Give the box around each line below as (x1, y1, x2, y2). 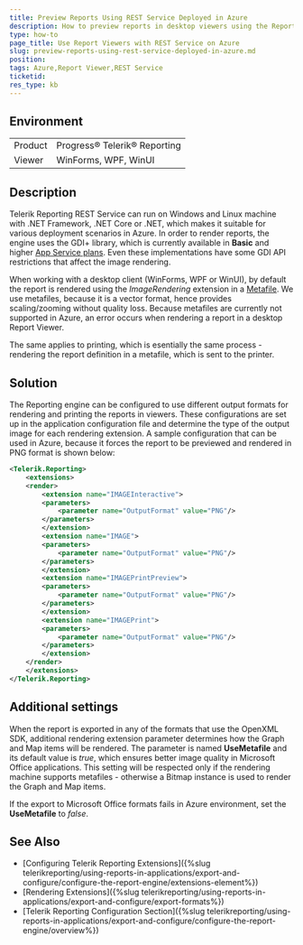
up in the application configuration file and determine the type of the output (9, 419, 290, 430)
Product (14, 139, 48, 152)
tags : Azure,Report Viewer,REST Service (9, 64, 164, 73)
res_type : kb (9, 80, 59, 89)
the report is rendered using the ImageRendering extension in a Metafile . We (9, 283, 294, 294)
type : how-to (9, 30, 59, 39)
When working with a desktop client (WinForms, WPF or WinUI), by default (9, 274, 287, 285)
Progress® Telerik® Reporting (56, 139, 182, 152)
